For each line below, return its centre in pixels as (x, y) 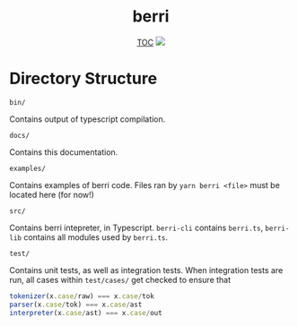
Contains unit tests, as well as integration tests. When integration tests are (146, 270)
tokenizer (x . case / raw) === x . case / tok (82, 296)
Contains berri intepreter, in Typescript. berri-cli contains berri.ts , (136, 227)
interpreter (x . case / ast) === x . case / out (86, 313)
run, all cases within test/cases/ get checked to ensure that (120, 279)
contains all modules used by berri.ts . (96, 237)
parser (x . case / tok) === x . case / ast (76, 305)
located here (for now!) (52, 194)
